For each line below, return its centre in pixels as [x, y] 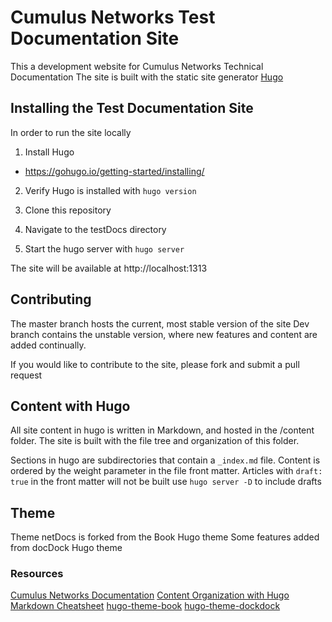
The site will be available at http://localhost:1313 [109, 268]
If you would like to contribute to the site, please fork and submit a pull [155, 364]
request [26, 375]
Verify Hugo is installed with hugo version [110, 190]
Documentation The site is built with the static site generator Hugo [147, 77]
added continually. [48, 345]
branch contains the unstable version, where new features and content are [164, 334]
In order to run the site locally [71, 132]
